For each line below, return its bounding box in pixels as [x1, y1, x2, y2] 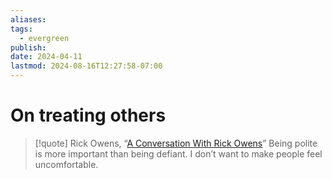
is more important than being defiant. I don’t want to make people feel [34, 147, 323, 160]
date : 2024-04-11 [10, 52, 83, 62]
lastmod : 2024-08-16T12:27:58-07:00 [10, 61, 163, 71]
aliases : [10, 14, 47, 25]
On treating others [10, 104, 167, 127]
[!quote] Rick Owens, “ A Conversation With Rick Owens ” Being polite [34, 137, 318, 149]
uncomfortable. [34, 158, 99, 170]
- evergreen [19, 33, 70, 43]
